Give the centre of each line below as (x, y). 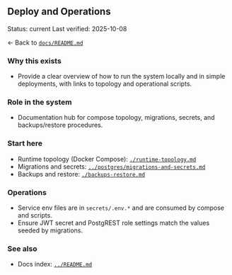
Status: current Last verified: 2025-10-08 (67, 28)
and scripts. (35, 215)
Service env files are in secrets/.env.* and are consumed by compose (121, 208)
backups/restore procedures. (60, 125)
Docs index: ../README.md (55, 264)
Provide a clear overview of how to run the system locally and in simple (121, 77)
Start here (25, 143)
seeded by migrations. (50, 230)
